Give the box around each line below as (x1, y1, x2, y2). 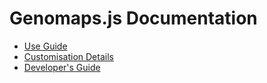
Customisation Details (23, 50, 114, 62)
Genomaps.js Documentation (9, 7, 258, 30)
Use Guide (23, 40, 68, 52)
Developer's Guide (23, 61, 101, 73)
